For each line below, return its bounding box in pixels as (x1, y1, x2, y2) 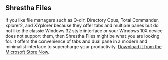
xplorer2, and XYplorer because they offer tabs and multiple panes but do (5, 22, 159, 28)
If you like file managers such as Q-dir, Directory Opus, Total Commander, (5, 17, 159, 23)
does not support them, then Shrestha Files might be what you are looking (5, 33, 160, 39)
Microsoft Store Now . (5, 49, 50, 55)
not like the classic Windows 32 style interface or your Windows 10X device (5, 27, 163, 34)
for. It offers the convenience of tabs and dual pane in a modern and (5, 38, 148, 44)
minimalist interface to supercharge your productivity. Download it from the (5, 43, 162, 49)
